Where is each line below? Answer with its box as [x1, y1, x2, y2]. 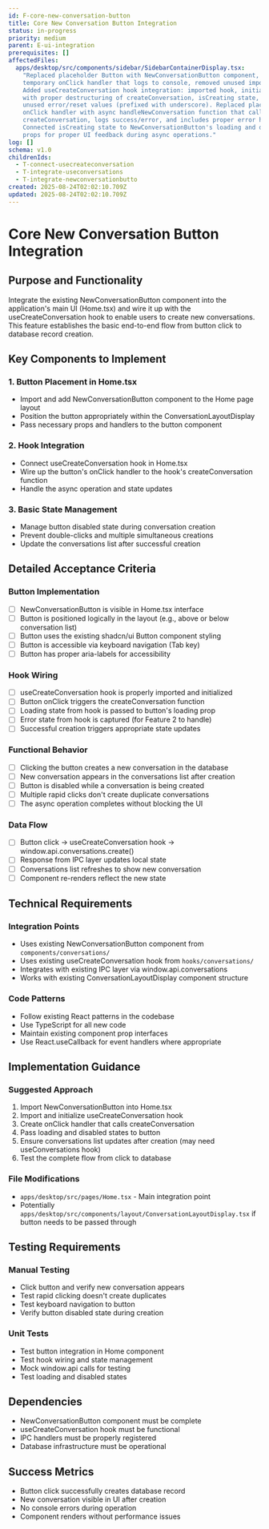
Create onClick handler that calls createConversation [19, 1119, 195, 1129]
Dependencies [8, 1395, 82, 1409]
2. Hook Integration [8, 440, 86, 451]
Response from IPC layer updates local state [19, 855, 167, 865]
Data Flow [8, 819, 48, 831]
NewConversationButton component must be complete [19, 1416, 202, 1426]
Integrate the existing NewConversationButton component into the [8, 295, 227, 304]
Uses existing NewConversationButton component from [19, 939, 204, 949]
